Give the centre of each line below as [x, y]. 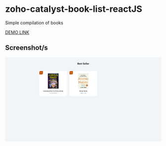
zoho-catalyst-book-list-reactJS [74, 9]
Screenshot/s [27, 48]
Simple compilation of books [34, 23]
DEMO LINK [17, 32]
